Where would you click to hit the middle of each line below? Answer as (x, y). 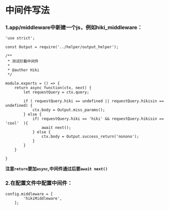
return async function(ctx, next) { (53, 88)
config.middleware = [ (29, 194)
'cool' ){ (17, 123)
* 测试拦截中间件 (23, 61)
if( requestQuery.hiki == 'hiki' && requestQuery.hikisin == (98, 119)
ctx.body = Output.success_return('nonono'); (90, 137)
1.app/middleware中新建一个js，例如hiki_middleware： (74, 27)
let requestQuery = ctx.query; (56, 92)
